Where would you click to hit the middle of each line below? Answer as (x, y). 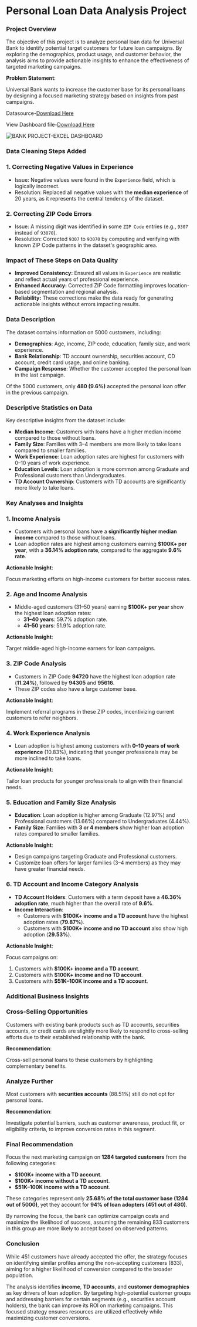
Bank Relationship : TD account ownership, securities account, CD (95, 356)
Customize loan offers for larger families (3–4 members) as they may (98, 863)
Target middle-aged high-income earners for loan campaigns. (81, 649)
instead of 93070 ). (36, 233)
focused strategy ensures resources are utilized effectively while (84, 1311)
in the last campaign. (40, 375)
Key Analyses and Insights (45, 503)
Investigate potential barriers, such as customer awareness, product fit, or (96, 1123)
